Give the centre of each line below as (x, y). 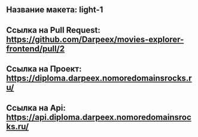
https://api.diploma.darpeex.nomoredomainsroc (99, 117)
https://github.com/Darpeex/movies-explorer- (95, 39)
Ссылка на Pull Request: (53, 30)
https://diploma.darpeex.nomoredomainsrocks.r (99, 78)
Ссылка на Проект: (44, 69)
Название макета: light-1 (55, 10)
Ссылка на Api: (36, 108)
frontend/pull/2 (35, 49)
